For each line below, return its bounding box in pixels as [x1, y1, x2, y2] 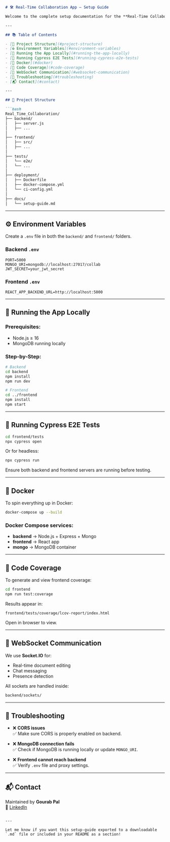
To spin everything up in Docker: [5, 500, 73, 506]
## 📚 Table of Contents [5, 32, 57, 38]
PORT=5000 [5, 257, 26, 262]
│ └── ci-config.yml [5, 187, 53, 192]
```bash [5, 107, 22, 112]
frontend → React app [12, 538, 60, 545]
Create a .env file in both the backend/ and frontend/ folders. [5, 233, 132, 240]
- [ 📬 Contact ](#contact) [5, 79, 60, 84]
